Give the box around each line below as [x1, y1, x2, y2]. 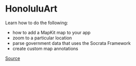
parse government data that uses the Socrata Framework [12, 40, 131, 46]
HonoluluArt [5, 3, 58, 15]
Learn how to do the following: [5, 20, 69, 26]
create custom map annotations [12, 45, 79, 51]
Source [5, 55, 20, 61]
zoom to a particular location [12, 35, 72, 41]
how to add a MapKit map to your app [12, 29, 91, 35]
